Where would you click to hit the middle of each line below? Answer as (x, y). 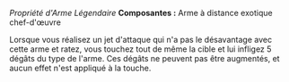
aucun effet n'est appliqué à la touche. (80, 68)
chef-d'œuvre (35, 22)
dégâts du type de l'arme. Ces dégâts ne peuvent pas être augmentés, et (144, 58)
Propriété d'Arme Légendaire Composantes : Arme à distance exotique (141, 13)
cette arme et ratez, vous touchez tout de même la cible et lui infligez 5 (140, 49)
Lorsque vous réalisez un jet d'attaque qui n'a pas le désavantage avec (140, 40)
